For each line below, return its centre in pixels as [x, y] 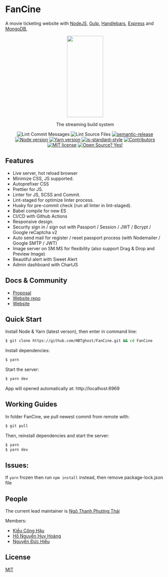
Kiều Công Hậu [28, 531]
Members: [16, 521]
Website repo [27, 298]
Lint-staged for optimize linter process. [53, 200]
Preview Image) [29, 254]
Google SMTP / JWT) [35, 243]
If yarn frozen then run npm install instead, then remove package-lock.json [84, 478]
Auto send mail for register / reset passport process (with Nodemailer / [86, 238]
